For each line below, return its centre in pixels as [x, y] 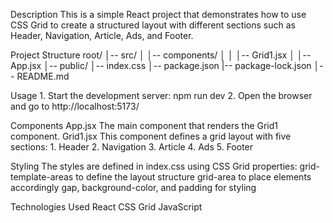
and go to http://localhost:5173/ [75, 106]
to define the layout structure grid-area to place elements [193, 177]
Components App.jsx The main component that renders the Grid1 [144, 125]
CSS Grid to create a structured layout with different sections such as [153, 25]
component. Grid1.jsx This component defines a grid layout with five [151, 136]
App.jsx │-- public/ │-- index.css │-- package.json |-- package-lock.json [161, 65]
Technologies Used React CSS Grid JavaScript [106, 207]
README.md [43, 76]
